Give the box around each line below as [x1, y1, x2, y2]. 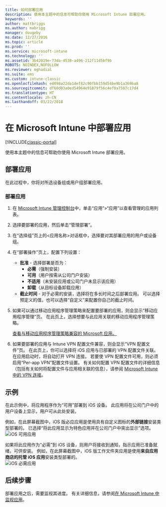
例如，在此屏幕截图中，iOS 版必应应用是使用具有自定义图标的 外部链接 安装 [5, 419, 157, 425]
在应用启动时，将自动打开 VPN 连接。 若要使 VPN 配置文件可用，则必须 [12, 353, 159, 360]
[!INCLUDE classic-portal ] [5, 139, 57, 145]
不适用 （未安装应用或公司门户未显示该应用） [27, 278, 119, 284]
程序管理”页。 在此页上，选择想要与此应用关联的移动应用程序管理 [16, 314, 150, 320]
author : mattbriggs [5, 21, 46, 26]
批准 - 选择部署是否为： [19, 260, 68, 266]
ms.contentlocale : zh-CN [5, 95, 56, 100]
